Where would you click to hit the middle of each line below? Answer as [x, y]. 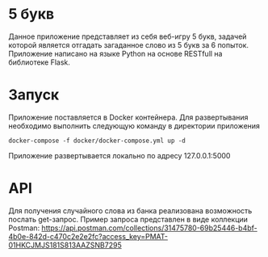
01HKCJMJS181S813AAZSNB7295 [65, 245]
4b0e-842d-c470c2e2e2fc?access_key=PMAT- [88, 236]
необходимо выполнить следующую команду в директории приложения [134, 125]
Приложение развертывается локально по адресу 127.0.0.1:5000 [119, 155]
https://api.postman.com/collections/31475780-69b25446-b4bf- [149, 228]
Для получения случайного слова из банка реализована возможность [130, 210]
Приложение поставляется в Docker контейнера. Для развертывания [128, 117]
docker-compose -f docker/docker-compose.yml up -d [97, 141]
